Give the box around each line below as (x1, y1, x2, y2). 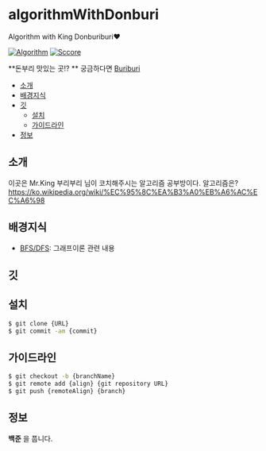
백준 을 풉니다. (8, 434, 53, 443)
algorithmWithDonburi (8, 6, 160, 24)
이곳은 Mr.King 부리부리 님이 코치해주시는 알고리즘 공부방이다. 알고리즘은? (8, 178, 239, 187)
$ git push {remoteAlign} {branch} (8, 387, 126, 395)
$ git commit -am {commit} (8, 327, 98, 335)
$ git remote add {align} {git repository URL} (8, 380, 169, 388)
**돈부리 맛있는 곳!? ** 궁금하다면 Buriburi (8, 64, 141, 73)
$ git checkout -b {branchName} (8, 372, 115, 380)
